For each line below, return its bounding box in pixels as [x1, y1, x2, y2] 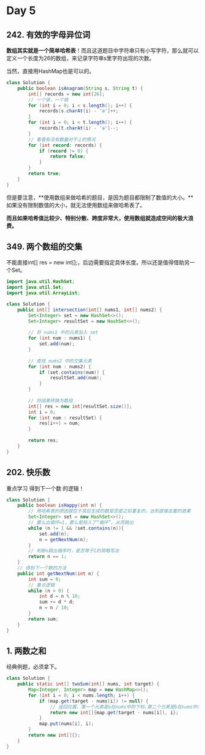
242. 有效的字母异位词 [6, 29, 90, 40]
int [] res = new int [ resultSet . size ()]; [28, 403, 132, 409]
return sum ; [28, 616, 59, 622]
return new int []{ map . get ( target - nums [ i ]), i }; [49, 709, 179, 715]
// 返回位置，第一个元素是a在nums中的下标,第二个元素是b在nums [49, 704, 193, 710]
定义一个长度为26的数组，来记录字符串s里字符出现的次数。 [6, 54, 155, 62]
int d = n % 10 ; [38, 593, 81, 599]
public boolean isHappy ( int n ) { [17, 502, 103, 509]
